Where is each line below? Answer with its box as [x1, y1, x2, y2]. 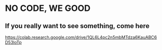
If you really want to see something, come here [5, 22, 149, 30]
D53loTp [5, 40, 22, 45]
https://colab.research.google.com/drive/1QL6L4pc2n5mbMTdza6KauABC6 [5, 34, 157, 40]
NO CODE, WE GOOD [5, 3, 91, 14]
